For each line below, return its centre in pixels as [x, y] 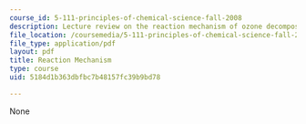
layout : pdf [32, 52]
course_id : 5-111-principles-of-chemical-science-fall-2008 [126, 18]
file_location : [38, 35]
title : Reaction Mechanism [61, 60]
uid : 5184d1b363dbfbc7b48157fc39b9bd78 [85, 77]
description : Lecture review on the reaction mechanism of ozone [136, 26]
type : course [34, 69]
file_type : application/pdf [63, 43]
